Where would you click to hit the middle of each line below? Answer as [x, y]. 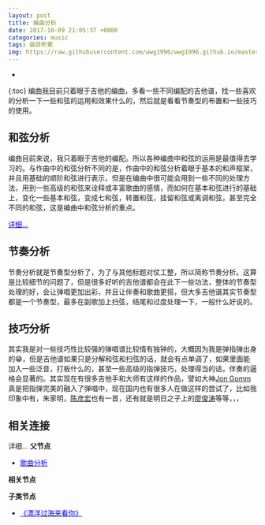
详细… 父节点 [30, 446]
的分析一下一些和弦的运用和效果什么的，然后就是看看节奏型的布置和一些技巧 [132, 101]
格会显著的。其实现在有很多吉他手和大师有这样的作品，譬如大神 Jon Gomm [129, 378]
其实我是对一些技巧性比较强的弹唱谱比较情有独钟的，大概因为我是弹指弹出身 [132, 349]
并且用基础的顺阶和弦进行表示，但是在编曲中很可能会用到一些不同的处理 [125, 177]
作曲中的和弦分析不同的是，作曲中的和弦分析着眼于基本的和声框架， [146, 168]
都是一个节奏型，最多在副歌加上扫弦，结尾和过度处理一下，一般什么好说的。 [132, 301]
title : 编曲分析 [32, 23]
